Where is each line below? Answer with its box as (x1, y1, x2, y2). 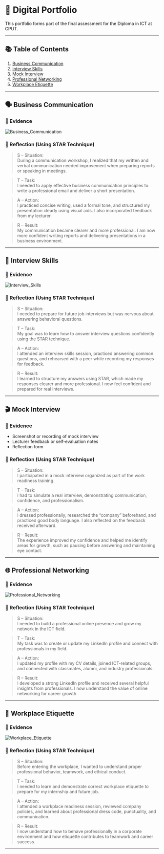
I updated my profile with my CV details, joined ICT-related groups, (17, 660, 151, 666)
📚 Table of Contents (5, 45, 69, 53)
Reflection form (12, 444, 43, 450)
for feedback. (17, 361, 45, 367)
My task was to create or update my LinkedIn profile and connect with (17, 640, 158, 646)
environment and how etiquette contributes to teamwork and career (17, 833, 154, 839)
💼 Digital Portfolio (5, 4, 77, 16)
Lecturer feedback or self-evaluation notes (12, 438, 99, 444)
